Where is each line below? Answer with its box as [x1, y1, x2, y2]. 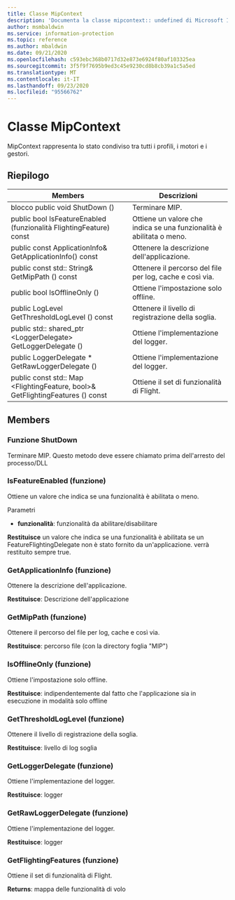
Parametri [7, 505, 36, 514]
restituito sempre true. [7, 548, 71, 556]
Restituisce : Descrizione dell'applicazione [7, 595, 129, 604]
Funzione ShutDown [7, 435, 78, 445]
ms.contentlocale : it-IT [7, 75, 80, 83]
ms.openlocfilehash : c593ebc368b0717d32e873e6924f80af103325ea [7, 56, 196, 63]
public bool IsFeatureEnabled [10, 213, 107, 223]
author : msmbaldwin [7, 23, 64, 30]
